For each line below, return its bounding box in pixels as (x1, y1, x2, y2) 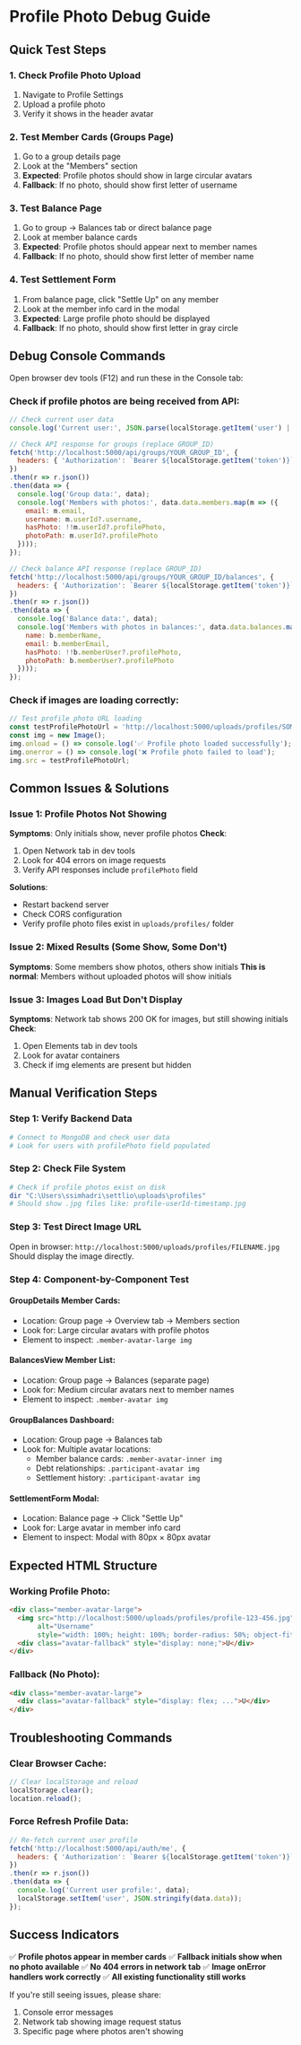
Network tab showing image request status (21, 2016, 182, 2027)
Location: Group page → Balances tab (21, 1434, 163, 1446)
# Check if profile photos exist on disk (9, 1183, 167, 1192)
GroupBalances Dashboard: (9, 1414, 115, 1425)
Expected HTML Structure (9, 1558, 159, 1573)
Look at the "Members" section (21, 161, 139, 171)
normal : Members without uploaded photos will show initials (9, 971, 232, 982)
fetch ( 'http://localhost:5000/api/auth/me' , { (9, 1844, 186, 1853)
